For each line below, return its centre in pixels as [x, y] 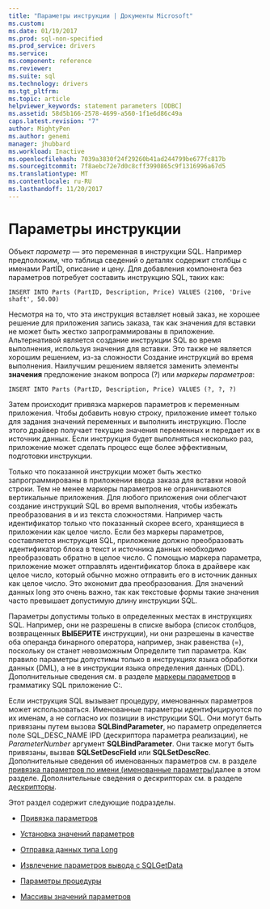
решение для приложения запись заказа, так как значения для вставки [132, 323]
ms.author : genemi [39, 136]
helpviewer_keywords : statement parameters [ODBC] [95, 106]
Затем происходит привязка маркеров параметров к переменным [124, 404]
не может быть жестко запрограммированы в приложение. [112, 331]
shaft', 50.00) [34, 299]
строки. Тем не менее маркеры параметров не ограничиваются [120, 488]
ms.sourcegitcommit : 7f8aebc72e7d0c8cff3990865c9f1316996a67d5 [117, 167]
